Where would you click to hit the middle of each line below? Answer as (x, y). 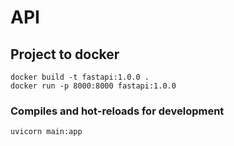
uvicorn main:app (46, 132)
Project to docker (65, 54)
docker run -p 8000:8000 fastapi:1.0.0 (93, 86)
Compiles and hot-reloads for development (117, 111)
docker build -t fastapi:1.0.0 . (80, 77)
